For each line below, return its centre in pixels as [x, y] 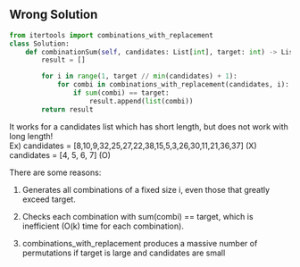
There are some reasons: [55, 172]
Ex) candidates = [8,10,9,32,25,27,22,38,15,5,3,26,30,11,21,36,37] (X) [133, 146]
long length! [31, 136]
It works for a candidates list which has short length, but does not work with [149, 126]
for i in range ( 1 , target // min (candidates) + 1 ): [140, 76]
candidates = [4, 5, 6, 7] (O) [60, 154]
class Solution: [39, 44]
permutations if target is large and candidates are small [124, 253]
